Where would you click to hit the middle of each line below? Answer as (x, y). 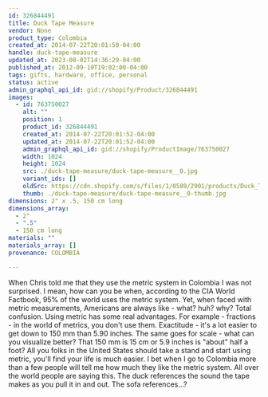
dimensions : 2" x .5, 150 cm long (66, 201)
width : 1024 (42, 156)
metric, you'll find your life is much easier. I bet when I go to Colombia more (132, 359)
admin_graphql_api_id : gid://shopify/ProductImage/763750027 (126, 149)
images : (21, 97)
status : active (33, 82)
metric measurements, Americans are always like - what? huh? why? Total (130, 308)
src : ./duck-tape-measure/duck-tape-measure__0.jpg (110, 171)
